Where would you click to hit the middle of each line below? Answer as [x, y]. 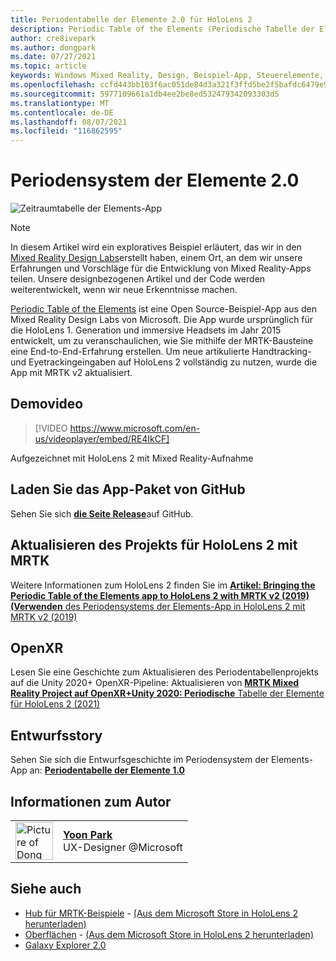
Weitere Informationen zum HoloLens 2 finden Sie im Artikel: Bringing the [163, 585]
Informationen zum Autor [91, 801]
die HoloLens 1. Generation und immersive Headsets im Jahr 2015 [146, 330]
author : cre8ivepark [53, 38]
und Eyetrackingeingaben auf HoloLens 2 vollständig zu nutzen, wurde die [164, 362]
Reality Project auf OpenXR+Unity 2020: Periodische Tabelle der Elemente [167, 693]
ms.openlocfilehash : [53, 85]
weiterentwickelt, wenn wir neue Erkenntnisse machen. [124, 290]
